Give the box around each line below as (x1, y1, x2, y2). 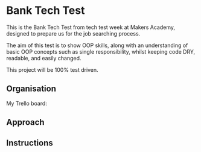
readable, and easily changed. (6, 54, 81, 62)
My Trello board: (6, 100, 47, 107)
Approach (6, 117, 45, 127)
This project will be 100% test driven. (6, 66, 98, 73)
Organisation (6, 84, 56, 94)
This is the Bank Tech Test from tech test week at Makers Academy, (6, 24, 176, 31)
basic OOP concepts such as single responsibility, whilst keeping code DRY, (6, 48, 196, 55)
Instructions (6, 138, 53, 148)
